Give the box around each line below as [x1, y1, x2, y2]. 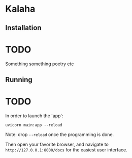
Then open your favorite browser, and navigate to [5, 141, 109, 147]
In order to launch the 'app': [5, 113, 63, 119]
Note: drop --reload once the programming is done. [5, 131, 114, 138]
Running [5, 75, 33, 84]
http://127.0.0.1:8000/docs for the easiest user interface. [5, 146, 128, 153]
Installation [5, 23, 42, 32]
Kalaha [5, 3, 36, 15]
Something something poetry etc [5, 61, 74, 67]
